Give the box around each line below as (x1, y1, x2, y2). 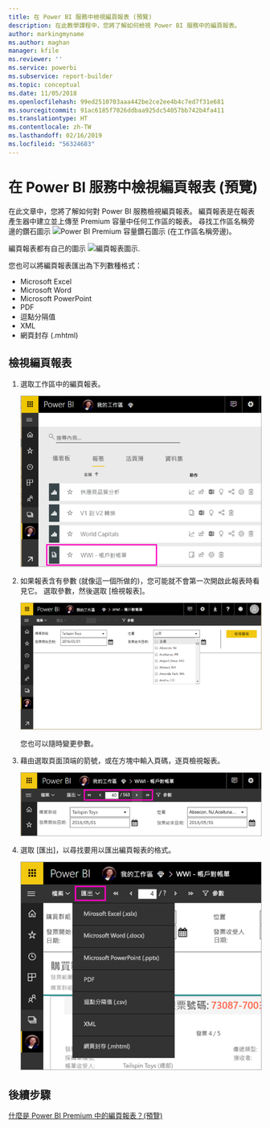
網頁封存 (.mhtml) (19, 330, 79, 340)
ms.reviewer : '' (8, 55, 63, 63)
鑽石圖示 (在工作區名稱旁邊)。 (22, 226, 236, 236)
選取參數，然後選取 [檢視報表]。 (43, 586, 149, 595)
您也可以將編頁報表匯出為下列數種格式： (8, 260, 142, 270)
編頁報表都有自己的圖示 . (8, 243, 141, 253)
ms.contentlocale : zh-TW (8, 123, 92, 132)
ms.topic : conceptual (8, 80, 81, 88)
